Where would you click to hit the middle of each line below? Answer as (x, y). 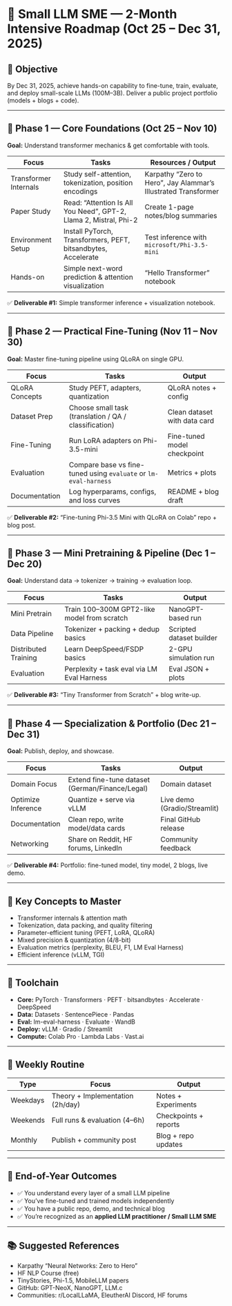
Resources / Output (183, 162)
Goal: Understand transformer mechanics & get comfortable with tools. (108, 145)
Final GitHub (181, 819)
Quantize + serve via (101, 800)
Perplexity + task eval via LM (111, 669)
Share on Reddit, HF (100, 840)
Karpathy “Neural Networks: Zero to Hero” (77, 1266)
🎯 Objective (32, 69)
